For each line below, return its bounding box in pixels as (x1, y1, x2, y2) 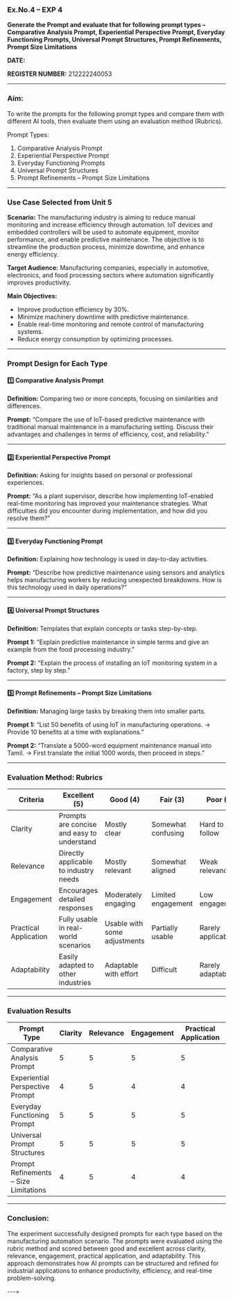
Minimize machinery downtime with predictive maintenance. (17, 312, 189, 321)
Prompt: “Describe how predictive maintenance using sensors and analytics (7, 568, 225, 577)
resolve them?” (7, 514, 51, 522)
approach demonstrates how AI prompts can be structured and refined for (7, 1259, 219, 1267)
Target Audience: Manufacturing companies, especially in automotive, (7, 263, 209, 272)
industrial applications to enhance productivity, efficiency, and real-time (7, 1266, 213, 1274)
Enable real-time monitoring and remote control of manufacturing (17, 320, 205, 328)
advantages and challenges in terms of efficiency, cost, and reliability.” (7, 430, 209, 439)
